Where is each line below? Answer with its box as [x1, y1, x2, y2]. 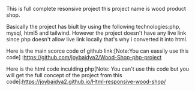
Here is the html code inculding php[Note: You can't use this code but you [6, 65, 190, 72]
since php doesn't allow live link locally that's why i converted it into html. [6, 36, 188, 43]
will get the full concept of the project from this [6, 72, 122, 78]
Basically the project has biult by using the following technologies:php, [6, 23, 181, 30]
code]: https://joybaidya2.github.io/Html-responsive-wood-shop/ [6, 78, 166, 85]
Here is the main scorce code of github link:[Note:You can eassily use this [6, 47, 189, 54]
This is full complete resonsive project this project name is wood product [6, 5, 186, 12]
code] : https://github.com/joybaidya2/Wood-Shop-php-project [6, 54, 162, 60]
